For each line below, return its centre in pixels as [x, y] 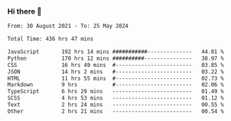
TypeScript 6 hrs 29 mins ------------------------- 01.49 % [116, 92]
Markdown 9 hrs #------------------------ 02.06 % [116, 85]
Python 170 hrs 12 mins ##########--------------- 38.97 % [116, 58]
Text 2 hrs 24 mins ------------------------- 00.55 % [116, 105]
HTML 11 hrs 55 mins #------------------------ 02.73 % [116, 78]
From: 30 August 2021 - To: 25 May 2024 [68, 26]
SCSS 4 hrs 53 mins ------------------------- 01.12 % [116, 98]
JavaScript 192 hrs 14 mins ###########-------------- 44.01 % [116, 52]
